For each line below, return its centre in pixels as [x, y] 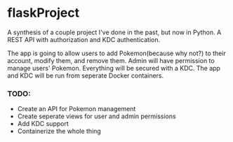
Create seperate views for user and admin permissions [97, 116]
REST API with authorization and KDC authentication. [84, 39]
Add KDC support [43, 124]
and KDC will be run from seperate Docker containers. [86, 76]
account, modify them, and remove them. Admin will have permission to [111, 60]
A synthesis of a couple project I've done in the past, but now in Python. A [114, 32]
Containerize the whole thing [59, 132]
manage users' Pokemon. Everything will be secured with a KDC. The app [114, 68]
